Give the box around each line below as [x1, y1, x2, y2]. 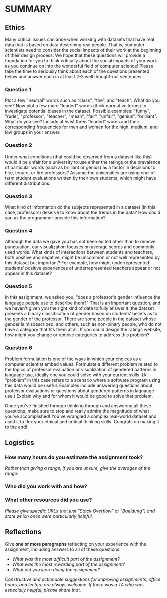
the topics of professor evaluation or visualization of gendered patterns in [5, 366, 157, 372]
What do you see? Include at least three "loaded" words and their [5, 119, 140, 125]
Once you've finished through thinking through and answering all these [5, 402, 151, 409]
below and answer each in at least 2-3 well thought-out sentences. [5, 74, 143, 79]
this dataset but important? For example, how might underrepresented [5, 260, 150, 266]
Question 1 [5, 86, 31, 93]
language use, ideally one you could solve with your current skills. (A [5, 372, 147, 378]
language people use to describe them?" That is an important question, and [5, 300, 161, 306]
